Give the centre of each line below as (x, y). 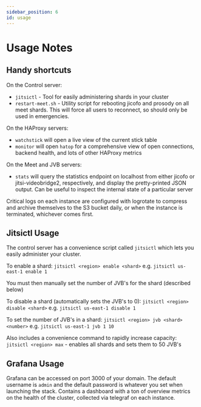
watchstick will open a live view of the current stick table (86, 140)
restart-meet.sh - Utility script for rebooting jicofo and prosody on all (102, 103)
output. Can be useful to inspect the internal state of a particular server (104, 189)
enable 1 (36, 272)
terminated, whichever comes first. (50, 214)
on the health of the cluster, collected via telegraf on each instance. (91, 398)
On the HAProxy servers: (37, 128)
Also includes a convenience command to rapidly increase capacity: (92, 338)
